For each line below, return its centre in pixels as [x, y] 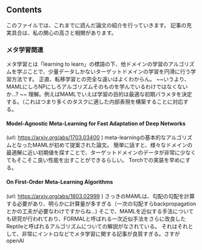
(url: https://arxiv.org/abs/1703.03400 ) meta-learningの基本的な [86, 137]
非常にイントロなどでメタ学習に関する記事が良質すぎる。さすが [101, 234]
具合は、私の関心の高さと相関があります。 [64, 33]
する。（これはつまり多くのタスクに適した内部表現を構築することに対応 [95, 102]
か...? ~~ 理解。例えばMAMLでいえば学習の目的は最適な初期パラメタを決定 [99, 94]
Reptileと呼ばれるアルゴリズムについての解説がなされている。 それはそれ [97, 226]
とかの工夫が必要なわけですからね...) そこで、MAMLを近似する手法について [100, 211]
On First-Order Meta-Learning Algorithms [60, 182]
